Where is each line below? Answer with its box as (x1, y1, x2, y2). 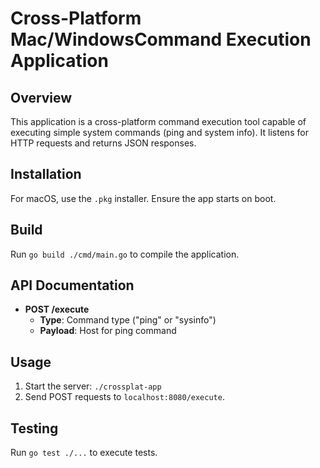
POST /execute (24, 303, 90, 316)
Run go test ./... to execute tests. (10, 447, 158, 459)
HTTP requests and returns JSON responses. (10, 137, 197, 149)
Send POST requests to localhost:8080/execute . (24, 391, 225, 403)
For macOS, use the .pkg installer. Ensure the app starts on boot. (10, 192, 277, 204)
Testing (10, 420, 59, 437)
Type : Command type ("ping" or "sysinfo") (39, 314, 217, 326)
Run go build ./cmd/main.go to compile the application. (10, 248, 240, 260)
